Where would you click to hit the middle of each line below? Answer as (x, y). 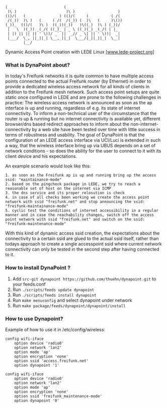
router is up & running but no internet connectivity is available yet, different (83, 119)
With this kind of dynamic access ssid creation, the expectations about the (82, 233)
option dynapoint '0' (37, 400)
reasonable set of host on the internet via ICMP (58, 189)
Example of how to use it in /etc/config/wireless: (55, 329)
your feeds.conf (29, 284)
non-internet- (144, 124)
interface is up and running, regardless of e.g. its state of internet (73, 108)
